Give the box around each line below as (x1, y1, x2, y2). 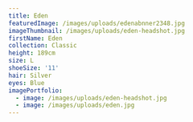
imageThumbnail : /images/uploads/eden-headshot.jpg (8, 26, 185, 35)
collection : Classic (8, 42, 78, 50)
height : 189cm (8, 49, 56, 57)
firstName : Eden (8, 34, 63, 43)
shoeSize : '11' (8, 64, 60, 72)
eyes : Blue (8, 79, 45, 87)
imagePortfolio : (8, 86, 63, 95)
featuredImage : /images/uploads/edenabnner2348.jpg (8, 19, 185, 27)
